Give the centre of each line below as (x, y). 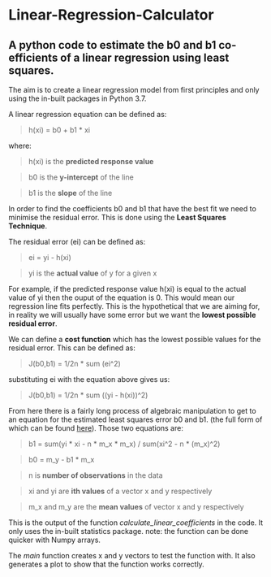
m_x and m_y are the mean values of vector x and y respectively (136, 507)
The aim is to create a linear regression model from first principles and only (134, 90)
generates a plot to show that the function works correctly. (106, 564)
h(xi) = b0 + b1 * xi (59, 130)
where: (20, 145)
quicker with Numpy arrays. (55, 540)
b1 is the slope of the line (70, 193)
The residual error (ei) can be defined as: (77, 242)
